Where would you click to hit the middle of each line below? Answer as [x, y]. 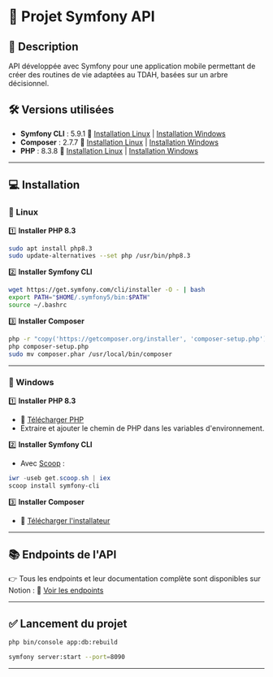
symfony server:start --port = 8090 [67, 657]
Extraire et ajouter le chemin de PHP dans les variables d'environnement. [142, 428]
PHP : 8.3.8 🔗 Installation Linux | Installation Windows [109, 150]
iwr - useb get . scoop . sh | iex [60, 478]
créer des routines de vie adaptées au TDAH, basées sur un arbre [118, 75]
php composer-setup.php [49, 346]
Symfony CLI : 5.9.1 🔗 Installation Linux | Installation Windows [123, 133]
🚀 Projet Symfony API [82, 17]
